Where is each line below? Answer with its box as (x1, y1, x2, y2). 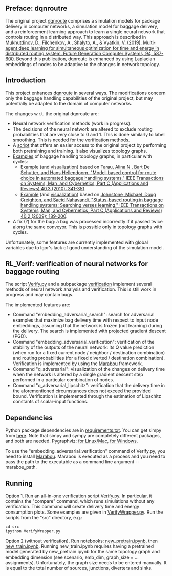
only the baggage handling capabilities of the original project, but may (5, 95, 153, 101)
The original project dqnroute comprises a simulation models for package (5, 17, 160, 24)
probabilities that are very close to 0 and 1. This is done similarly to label (12, 131, 165, 137)
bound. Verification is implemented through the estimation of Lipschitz (12, 393, 161, 399)
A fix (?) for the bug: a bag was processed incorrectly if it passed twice (12, 218, 163, 224)
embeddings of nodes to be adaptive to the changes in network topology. (5, 61, 160, 67)
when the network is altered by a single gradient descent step (12, 371, 143, 378)
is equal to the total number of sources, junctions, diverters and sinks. (5, 565, 153, 571)
